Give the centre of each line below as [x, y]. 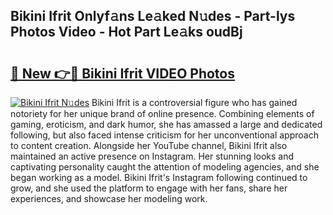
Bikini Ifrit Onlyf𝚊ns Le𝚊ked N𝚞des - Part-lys [153, 16]
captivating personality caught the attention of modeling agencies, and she [165, 167]
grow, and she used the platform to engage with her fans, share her [149, 188]
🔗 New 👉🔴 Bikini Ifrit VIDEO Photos [122, 73]
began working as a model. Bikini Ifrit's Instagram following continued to [159, 177]
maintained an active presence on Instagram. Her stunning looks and [152, 156]
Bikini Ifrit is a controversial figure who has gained [194, 102]
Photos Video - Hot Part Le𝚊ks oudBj [126, 32]
